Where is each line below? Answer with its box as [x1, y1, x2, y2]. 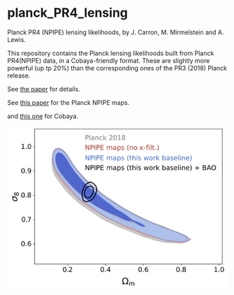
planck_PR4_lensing [7, 5, 128, 21]
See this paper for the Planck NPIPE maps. [7, 98, 130, 106]
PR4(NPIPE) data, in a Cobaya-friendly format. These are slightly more [7, 56, 210, 64]
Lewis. [7, 35, 27, 43]
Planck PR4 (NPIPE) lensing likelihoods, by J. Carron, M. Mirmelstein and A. [7, 28, 225, 36]
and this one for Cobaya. [7, 112, 79, 120]
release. [7, 71, 31, 80]
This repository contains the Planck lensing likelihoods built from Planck [7, 49, 214, 57]
